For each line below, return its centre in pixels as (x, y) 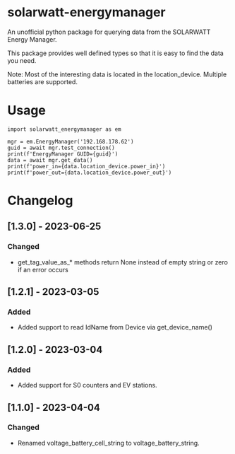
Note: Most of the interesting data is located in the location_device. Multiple (117, 74)
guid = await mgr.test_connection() (61, 148)
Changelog (40, 200)
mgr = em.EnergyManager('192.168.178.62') (71, 141)
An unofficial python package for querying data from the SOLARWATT (109, 32)
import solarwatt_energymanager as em (64, 129)
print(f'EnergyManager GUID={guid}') (63, 154)
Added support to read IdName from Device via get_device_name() (115, 327)
